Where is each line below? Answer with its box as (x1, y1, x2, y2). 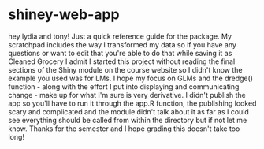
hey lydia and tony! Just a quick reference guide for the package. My (8, 32, 232, 41)
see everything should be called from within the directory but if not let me (8, 115, 247, 125)
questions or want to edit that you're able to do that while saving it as (8, 48, 232, 58)
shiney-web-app (8, 6, 120, 24)
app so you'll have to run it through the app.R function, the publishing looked (8, 99, 257, 108)
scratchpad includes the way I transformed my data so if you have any (8, 39, 236, 49)
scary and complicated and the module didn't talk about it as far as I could (8, 106, 250, 116)
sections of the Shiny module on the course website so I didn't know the (8, 65, 243, 74)
